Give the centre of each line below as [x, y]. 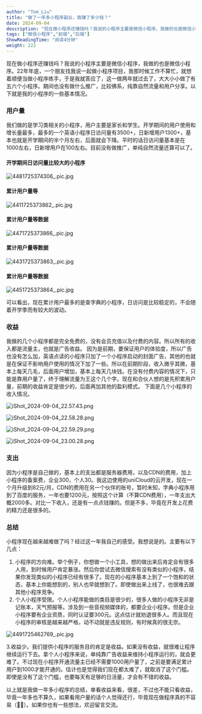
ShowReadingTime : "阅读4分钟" [42, 40]
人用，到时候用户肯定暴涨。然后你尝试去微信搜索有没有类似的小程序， [102, 569]
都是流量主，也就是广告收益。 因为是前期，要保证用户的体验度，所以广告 [102, 349]
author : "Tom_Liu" [29, 12]
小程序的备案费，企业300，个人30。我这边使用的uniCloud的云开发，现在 [97, 480]
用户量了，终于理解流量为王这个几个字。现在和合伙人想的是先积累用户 [109, 379]
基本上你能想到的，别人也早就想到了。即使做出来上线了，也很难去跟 [110, 585]
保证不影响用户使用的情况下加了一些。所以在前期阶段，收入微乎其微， [103, 364]
